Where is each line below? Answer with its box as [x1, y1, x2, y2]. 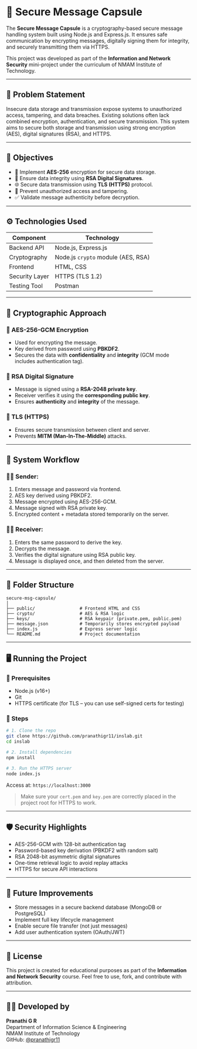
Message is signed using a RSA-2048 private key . [14, 385, 137, 392]
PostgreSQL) [14, 910, 46, 917]
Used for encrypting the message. [14, 339, 98, 346]
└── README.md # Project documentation [6, 631, 141, 637]
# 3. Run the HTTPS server [6, 765, 72, 771]
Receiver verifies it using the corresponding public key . [14, 392, 151, 399]
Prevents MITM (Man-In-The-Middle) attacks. [14, 432, 127, 439]
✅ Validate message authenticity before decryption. [14, 194, 140, 201]
